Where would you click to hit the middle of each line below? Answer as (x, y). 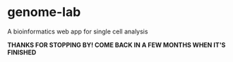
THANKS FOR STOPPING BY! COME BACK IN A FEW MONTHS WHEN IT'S (116, 45)
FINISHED (22, 52)
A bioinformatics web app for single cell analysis (78, 31)
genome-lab (44, 12)
